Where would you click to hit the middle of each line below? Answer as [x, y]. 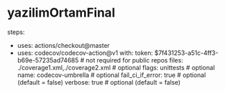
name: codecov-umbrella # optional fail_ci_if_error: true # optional [111, 75]
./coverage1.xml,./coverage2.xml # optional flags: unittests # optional [116, 67]
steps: [16, 32]
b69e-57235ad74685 [48, 60]
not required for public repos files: [134, 60]
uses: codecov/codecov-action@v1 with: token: [85, 53]
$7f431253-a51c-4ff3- [186, 53]
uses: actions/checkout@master [63, 45]
